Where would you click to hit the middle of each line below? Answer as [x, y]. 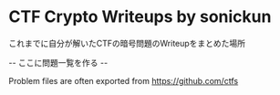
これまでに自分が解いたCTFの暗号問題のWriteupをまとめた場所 [127, 43]
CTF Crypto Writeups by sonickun [140, 17]
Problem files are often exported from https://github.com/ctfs [124, 80]
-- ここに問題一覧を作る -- [58, 62]
